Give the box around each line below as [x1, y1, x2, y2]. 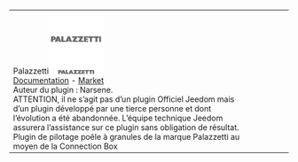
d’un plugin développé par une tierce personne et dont [12, 103, 212, 113]
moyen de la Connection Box [12, 141, 118, 151]
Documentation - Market [12, 74, 105, 85]
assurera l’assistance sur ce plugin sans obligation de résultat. [12, 121, 239, 133]
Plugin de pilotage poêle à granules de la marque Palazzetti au [12, 131, 240, 142]
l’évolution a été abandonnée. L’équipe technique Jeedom [12, 112, 223, 123]
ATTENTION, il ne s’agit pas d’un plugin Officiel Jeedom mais [12, 94, 235, 104]
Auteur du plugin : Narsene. [12, 84, 114, 95]
